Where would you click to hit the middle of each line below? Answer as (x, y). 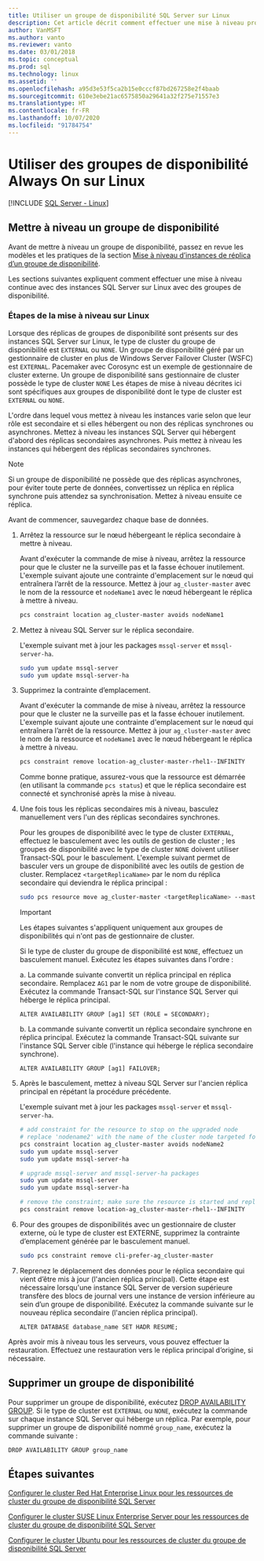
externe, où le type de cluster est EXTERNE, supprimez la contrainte (130, 1232)
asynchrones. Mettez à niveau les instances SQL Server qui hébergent (122, 432)
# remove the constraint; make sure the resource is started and (128, 1202)
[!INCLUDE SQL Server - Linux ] (59, 203)
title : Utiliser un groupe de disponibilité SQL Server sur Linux (119, 15)
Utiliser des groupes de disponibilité (128, 164)
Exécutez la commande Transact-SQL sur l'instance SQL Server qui (128, 992)
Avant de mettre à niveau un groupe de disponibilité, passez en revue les (126, 247)
